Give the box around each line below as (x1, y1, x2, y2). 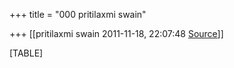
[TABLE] (9, 47, 44, 59)
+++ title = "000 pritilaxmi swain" (9, 9, 147, 20)
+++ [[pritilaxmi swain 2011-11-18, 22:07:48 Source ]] (9, 28, 224, 39)
